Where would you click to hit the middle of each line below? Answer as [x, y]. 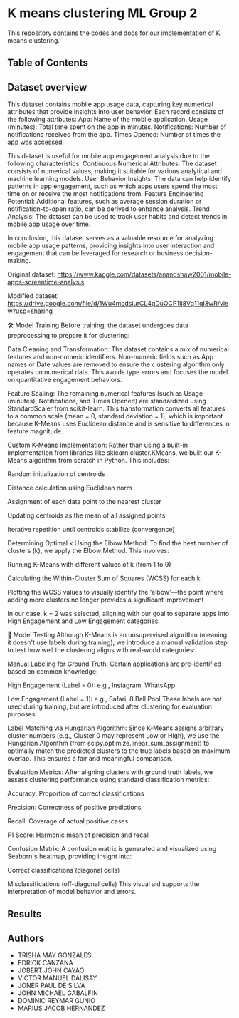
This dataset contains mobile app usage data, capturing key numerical [110, 104]
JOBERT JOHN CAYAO [51, 970]
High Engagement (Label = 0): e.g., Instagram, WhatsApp [91, 685]
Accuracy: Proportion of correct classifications [76, 793]
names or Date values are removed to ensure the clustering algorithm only [116, 364]
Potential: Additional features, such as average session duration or [105, 202]
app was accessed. [36, 142]
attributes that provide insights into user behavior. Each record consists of [116, 112]
